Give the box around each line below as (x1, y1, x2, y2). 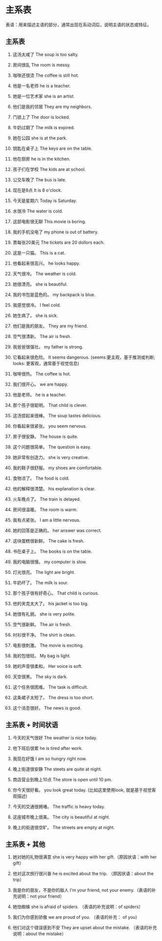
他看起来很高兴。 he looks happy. (12, 260, 80, 266)
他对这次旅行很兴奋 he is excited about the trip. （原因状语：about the (12, 871, 154, 877)
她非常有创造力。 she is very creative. (12, 454, 90, 460)
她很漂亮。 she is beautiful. (12, 281, 68, 287)
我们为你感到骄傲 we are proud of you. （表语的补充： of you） (12, 914, 140, 920)
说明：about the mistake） (12, 931, 67, 937)
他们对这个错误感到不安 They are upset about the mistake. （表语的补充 (12, 925, 157, 931)
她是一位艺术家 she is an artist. (12, 93, 75, 99)
